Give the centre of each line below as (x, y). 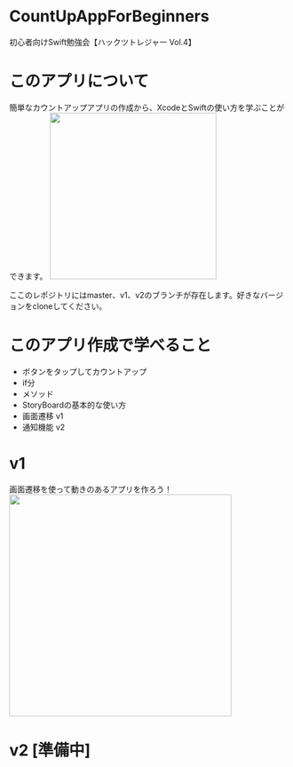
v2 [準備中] (50, 750)
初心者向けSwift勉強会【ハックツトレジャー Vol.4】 (103, 42)
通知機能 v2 (44, 427)
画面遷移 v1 (43, 415)
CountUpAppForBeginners (110, 16)
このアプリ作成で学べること (111, 346)
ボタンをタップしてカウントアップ (84, 371)
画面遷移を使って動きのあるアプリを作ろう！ (91, 489)
